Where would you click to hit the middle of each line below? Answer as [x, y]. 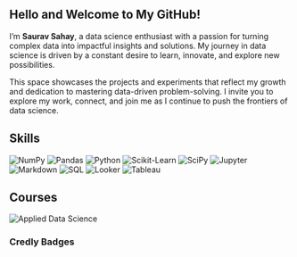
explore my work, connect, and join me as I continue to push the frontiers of [148, 101]
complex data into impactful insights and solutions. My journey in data [138, 46]
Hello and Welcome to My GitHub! [105, 15]
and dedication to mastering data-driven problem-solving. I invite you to [141, 91]
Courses [33, 198]
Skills [25, 139]
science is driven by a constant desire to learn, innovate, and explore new [144, 55]
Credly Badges [42, 242]
